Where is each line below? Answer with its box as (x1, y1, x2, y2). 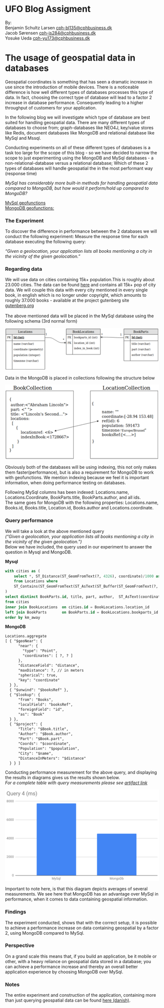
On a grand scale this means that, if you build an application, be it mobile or (5, 953, 157, 959)
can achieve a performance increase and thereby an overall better (5, 964, 138, 969)
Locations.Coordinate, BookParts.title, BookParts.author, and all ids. (5, 495, 141, 501)
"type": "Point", (22, 649, 58, 654)
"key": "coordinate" (18, 678, 60, 683)
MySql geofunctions (5, 199, 46, 206)
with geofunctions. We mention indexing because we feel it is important (5, 475, 149, 481)
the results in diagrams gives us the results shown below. (5, 775, 120, 781)
